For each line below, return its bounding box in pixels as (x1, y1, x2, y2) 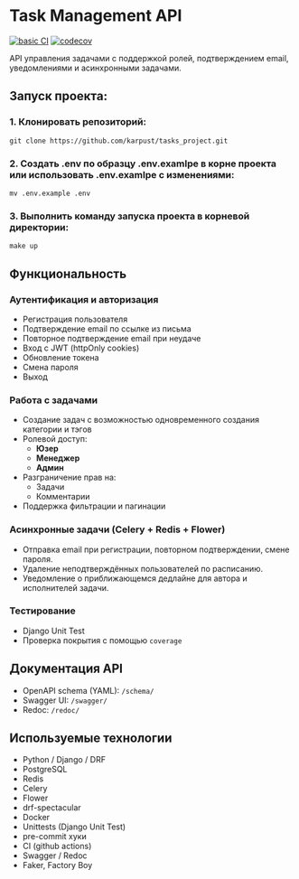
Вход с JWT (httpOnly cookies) (22, 342, 140, 353)
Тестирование (9, 604, 77, 617)
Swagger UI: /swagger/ (22, 695, 108, 706)
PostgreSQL (22, 764, 68, 775)
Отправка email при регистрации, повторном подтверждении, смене (22, 544, 290, 555)
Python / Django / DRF (22, 754, 107, 765)
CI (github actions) (22, 841, 92, 852)
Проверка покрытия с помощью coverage (22, 634, 182, 646)
